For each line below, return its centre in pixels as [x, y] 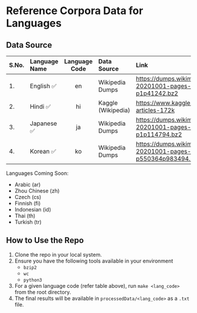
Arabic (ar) [28, 184]
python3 [33, 280]
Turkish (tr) [28, 222]
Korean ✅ [43, 151]
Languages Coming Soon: [37, 173]
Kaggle [108, 103]
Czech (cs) [28, 197]
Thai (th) [25, 216]
